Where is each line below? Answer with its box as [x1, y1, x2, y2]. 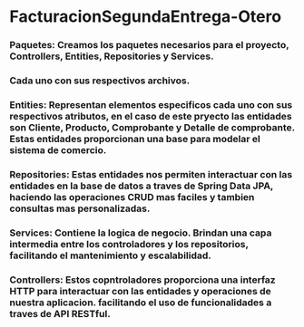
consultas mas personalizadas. [9, 202, 151, 215]
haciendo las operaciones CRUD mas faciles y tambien [9, 190, 255, 203]
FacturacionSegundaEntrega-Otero [9, 6, 282, 27]
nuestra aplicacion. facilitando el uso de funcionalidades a [9, 296, 272, 309]
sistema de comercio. [9, 143, 107, 156]
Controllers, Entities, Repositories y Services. [9, 50, 214, 63]
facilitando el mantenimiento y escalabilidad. [9, 249, 211, 262]
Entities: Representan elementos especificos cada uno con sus [9, 98, 293, 111]
